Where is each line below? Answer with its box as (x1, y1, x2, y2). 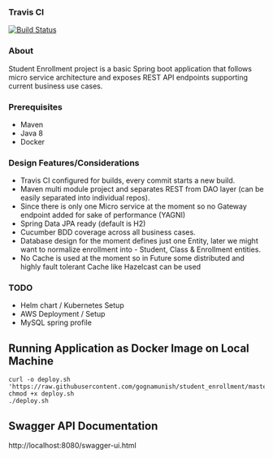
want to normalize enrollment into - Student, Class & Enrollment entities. (19, 244, 262, 254)
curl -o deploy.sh (8, 376, 71, 384)
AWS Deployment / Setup (19, 309, 106, 319)
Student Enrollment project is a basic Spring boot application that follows (8, 63, 252, 73)
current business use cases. (8, 80, 103, 91)
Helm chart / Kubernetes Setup (19, 300, 124, 310)
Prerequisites (8, 101, 63, 112)
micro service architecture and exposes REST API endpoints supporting (8, 72, 249, 82)
